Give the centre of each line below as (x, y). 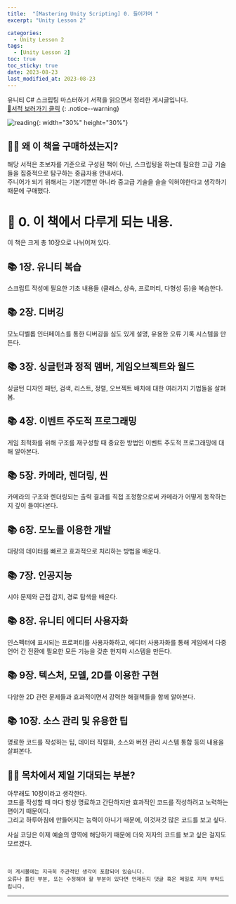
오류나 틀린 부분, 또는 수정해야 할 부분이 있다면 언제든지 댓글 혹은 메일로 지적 (107, 879)
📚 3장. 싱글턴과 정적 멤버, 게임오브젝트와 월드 (101, 367)
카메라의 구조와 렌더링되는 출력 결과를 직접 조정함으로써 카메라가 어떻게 (105, 497)
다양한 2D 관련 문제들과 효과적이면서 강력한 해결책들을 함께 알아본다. (101, 697)
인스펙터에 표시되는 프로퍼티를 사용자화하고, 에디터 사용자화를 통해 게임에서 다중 (117, 642)
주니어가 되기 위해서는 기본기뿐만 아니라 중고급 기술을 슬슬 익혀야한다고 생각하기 (117, 182)
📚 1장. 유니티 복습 (45, 267)
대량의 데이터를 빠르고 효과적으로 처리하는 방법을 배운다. (84, 551)
